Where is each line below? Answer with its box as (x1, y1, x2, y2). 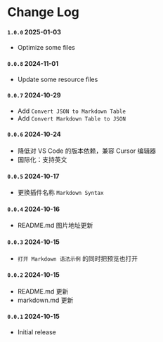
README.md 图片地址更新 (17, 221, 93, 230)
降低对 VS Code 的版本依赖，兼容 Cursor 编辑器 (17, 146, 157, 155)
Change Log (7, 4, 79, 20)
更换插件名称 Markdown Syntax (17, 189, 104, 197)
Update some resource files (17, 75, 98, 83)
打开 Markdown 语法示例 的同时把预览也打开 (17, 254, 138, 263)
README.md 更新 (17, 287, 69, 295)
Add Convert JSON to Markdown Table (17, 107, 126, 115)
